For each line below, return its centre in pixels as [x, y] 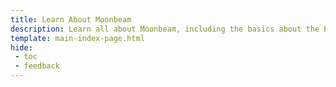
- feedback [37, 66]
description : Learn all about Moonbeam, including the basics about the [165, 29]
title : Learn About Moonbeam [71, 19]
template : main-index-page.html [77, 38]
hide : [21, 47]
